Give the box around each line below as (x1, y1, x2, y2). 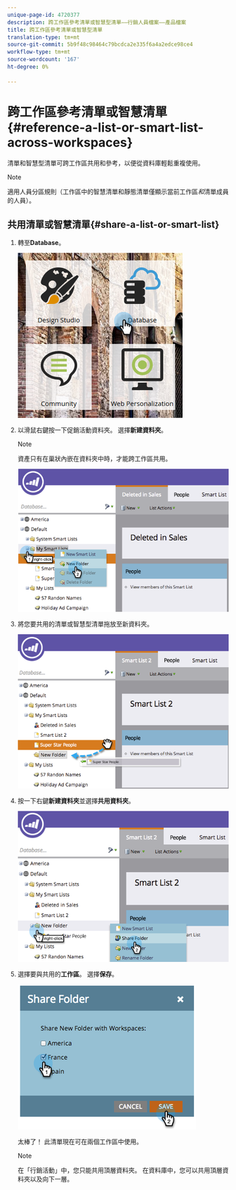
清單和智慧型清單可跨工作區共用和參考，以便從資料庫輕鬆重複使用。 (7, 158, 204, 167)
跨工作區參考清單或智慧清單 (7, 104, 168, 120)
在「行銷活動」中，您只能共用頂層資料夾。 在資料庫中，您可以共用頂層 (17, 1165, 223, 1175)
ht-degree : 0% (7, 63, 49, 70)
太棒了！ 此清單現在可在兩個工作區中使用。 (17, 1137, 143, 1146)
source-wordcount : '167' (7, 56, 80, 63)
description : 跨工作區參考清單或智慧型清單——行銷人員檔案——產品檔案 (7, 18, 187, 26)
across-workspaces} (7, 134, 133, 151)
